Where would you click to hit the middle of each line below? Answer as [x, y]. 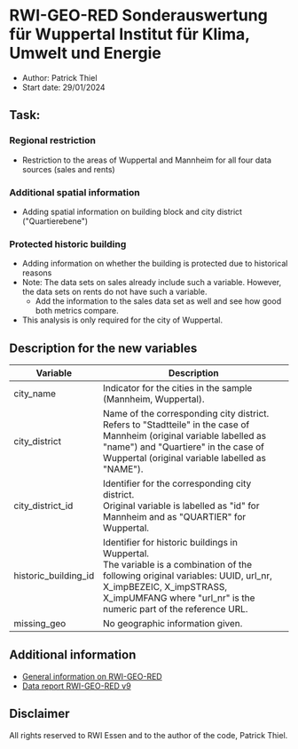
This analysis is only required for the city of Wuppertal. [122, 320]
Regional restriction [52, 140]
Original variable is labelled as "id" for [181, 506]
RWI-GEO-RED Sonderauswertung [138, 16]
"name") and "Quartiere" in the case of [183, 447]
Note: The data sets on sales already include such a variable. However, [152, 283]
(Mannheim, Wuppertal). [153, 399]
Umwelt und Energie [85, 53]
